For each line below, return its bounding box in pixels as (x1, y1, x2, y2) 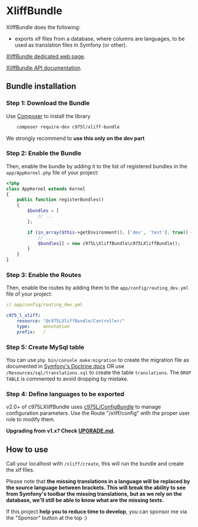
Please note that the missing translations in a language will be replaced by (6, 478, 190, 485)
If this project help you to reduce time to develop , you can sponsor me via (6, 508, 187, 515)
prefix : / (16, 329, 46, 335)
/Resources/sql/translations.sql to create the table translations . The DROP (6, 369, 192, 376)
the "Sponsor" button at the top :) (6, 515, 87, 522)
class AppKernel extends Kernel (6, 186, 85, 192)
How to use (6, 444, 48, 454)
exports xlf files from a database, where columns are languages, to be (14, 35, 185, 42)
